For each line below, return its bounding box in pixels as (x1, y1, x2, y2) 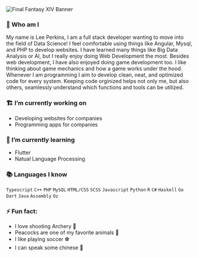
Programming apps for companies (14, 121, 98, 128)
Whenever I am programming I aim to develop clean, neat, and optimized (6, 71, 183, 78)
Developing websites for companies (14, 114, 102, 121)
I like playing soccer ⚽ (14, 236, 70, 243)
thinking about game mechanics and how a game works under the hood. (6, 65, 183, 73)
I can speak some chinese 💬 (14, 244, 84, 251)
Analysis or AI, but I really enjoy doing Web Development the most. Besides (6, 52, 189, 60)
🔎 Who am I (6, 20, 40, 28)
